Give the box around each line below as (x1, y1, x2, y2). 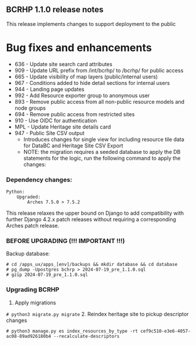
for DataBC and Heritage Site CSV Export (23, 142, 124, 149)
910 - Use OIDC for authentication (14, 117, 97, 124)
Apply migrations (14, 299, 57, 306)
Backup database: (6, 250, 50, 257)
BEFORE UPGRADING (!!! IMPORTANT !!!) (6, 236, 125, 245)
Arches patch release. (6, 222, 60, 229)
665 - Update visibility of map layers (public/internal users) (14, 73, 158, 80)
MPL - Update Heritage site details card (14, 123, 111, 130)
